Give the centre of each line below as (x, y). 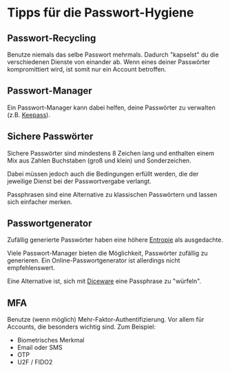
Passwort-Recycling (52, 38)
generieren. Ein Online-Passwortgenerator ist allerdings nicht (94, 260)
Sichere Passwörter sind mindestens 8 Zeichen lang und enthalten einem (111, 153)
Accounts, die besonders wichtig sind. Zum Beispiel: (82, 327)
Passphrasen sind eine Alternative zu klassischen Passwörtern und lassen (112, 194)
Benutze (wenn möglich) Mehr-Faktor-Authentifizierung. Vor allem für (106, 320)
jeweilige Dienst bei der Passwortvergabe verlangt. (79, 181)
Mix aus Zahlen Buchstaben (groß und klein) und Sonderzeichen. (99, 161)
